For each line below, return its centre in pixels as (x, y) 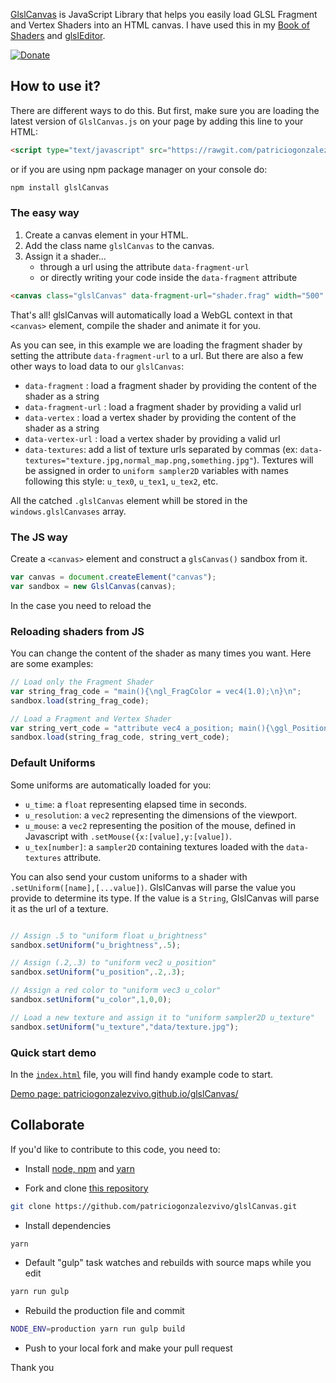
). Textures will (283, 460)
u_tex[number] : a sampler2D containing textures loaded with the (154, 846)
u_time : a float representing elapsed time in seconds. (136, 804)
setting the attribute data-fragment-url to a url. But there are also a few (157, 355)
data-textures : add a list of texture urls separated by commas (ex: (161, 449)
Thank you (32, 1368)
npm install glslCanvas (60, 187)
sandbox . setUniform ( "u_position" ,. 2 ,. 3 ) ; (98, 972)
